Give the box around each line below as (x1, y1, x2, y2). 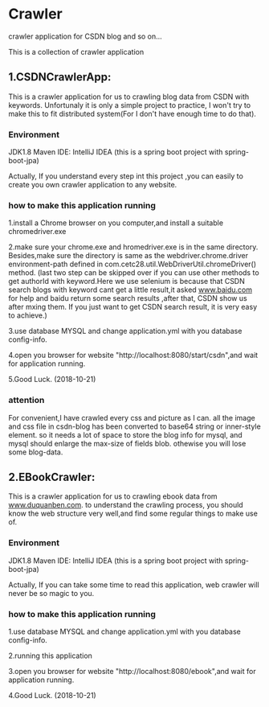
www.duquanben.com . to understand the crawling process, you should (8, 500, 243, 510)
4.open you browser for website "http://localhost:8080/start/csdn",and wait (8, 351, 259, 360)
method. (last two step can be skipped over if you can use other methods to (8, 268, 259, 277)
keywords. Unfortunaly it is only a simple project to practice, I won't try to (8, 100, 251, 109)
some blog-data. (8, 447, 63, 457)
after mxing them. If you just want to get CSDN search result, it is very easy (8, 302, 258, 312)
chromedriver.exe (8, 227, 67, 236)
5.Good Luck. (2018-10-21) (8, 375, 96, 384)
